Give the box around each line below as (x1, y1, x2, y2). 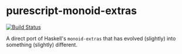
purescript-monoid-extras (6, 4, 137, 18)
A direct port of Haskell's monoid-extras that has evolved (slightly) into (6, 35, 176, 42)
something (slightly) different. (6, 41, 77, 48)
